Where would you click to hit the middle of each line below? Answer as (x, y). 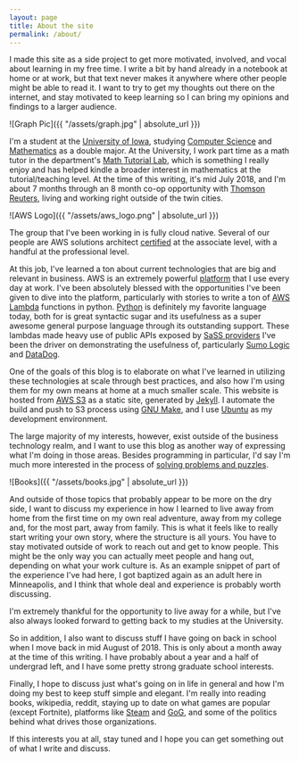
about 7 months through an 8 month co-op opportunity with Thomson (137, 189)
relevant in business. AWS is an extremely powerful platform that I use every (149, 278)
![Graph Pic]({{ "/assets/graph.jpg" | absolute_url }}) (105, 124)
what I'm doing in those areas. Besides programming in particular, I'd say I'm (150, 455)
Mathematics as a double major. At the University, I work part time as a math (149, 151)
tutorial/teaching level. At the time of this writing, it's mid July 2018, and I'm (148, 179)
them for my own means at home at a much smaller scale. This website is (144, 391)
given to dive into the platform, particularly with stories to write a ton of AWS (149, 298)
